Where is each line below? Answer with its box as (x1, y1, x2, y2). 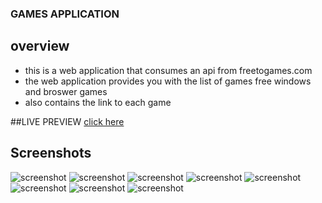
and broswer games (24, 85, 108, 97)
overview (10, 38, 70, 55)
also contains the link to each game (24, 96, 172, 108)
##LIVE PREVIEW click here (10, 115, 125, 127)
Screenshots (10, 145, 92, 162)
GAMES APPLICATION (10, 7, 120, 21)
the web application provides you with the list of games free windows (24, 75, 312, 87)
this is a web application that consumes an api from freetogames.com (24, 64, 313, 76)
